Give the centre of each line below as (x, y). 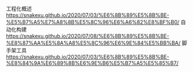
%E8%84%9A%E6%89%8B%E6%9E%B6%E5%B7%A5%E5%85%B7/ (92, 63)
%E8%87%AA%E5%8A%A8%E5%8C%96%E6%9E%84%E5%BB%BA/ (93, 43)
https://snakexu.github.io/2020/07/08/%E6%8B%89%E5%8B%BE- (88, 36)
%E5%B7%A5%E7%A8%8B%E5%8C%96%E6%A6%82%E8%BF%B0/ (93, 22)
